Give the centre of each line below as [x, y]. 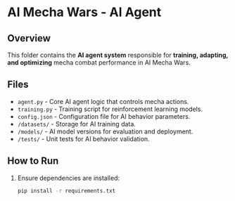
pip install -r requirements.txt [66, 190]
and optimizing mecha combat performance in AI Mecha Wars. [99, 63]
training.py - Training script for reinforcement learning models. [110, 109]
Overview [29, 38]
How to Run [33, 161]
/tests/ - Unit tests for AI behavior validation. [83, 138]
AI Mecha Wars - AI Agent [84, 12]
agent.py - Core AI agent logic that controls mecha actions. [103, 101]
